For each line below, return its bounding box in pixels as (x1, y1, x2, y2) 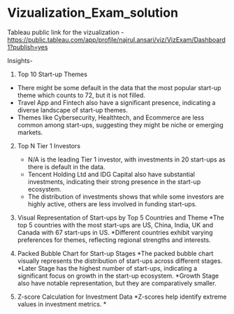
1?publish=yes (7, 43, 48, 51)
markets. (17, 128, 43, 136)
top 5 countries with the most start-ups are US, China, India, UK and (17, 220, 214, 229)
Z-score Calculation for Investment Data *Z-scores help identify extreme (17, 292, 227, 301)
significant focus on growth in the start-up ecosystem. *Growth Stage (17, 271, 219, 280)
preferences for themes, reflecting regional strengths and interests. (17, 236, 211, 244)
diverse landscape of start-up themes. (17, 106, 128, 114)
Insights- (7, 56, 33, 64)
